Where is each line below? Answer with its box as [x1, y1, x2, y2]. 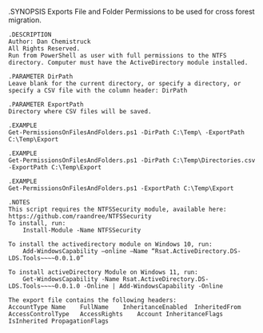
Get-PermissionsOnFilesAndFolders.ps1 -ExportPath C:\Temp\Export [8, 184, 234, 192]
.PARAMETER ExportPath [8, 101, 84, 109]
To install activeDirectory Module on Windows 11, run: [8, 268, 198, 276]
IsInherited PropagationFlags [8, 317, 110, 325]
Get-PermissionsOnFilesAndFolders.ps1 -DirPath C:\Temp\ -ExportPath [8, 129, 245, 137]
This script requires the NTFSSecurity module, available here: [8, 205, 227, 213]
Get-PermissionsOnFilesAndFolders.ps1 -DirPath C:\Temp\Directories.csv [8, 157, 256, 165]
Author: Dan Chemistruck [8, 38, 91, 46]
